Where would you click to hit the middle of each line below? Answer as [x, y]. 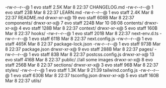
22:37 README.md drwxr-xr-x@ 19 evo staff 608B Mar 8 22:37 [70, 18]
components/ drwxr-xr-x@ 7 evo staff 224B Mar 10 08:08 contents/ [74, 23]
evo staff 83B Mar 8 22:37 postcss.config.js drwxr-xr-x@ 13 [93, 54]
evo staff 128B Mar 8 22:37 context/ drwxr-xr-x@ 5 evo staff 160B [90, 28]
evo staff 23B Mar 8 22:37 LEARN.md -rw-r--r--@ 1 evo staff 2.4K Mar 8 [79, 12]
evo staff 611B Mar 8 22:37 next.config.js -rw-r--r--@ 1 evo [92, 39]
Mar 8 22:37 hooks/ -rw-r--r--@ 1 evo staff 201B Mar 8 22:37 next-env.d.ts [82, 33]
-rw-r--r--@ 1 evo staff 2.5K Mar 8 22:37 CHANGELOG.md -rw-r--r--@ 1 [79, 7]
